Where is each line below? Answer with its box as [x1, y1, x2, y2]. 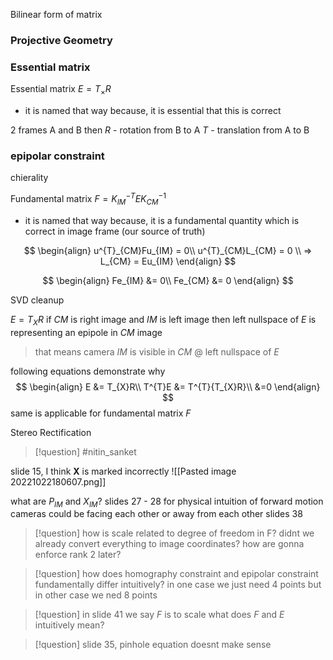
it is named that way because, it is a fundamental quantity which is [24, 214, 300, 226]
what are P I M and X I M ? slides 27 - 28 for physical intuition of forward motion [10, 495, 324, 509]
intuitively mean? [34, 619, 105, 631]
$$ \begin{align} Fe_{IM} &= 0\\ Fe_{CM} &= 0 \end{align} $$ [42, 274, 294, 286]
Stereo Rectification [10, 426, 92, 438]
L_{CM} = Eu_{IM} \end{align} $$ [99, 255, 237, 267]
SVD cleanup [10, 294, 65, 306]
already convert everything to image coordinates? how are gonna [34, 538, 305, 550]
